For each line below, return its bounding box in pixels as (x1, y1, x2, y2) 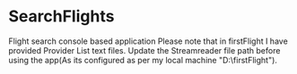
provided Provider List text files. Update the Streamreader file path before (8, 45, 281, 55)
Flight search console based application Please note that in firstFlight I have (8, 36, 288, 46)
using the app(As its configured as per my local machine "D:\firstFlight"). (8, 54, 277, 65)
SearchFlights (8, 6, 115, 27)
